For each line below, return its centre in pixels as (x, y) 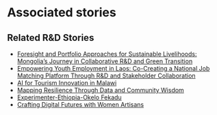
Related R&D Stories (51, 38)
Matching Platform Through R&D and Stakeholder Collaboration (106, 76)
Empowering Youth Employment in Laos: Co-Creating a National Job (113, 68)
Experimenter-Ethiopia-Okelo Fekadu (69, 97)
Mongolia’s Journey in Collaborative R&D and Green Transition (105, 61)
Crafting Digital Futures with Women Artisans (80, 104)
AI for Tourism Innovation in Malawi (67, 83)
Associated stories (62, 13)
